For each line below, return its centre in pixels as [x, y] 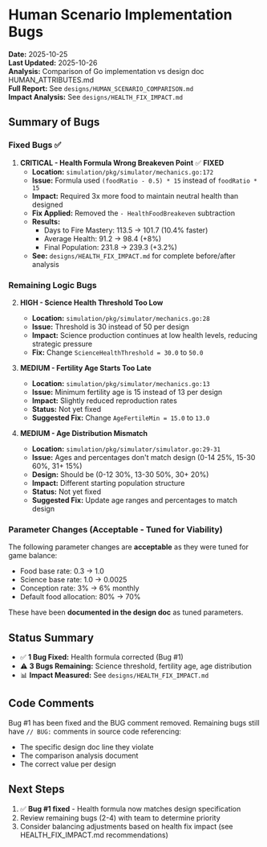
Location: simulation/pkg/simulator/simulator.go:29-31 [126, 449]
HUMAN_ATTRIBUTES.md [51, 80]
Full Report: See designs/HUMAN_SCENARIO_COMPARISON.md [101, 88]
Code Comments [51, 703]
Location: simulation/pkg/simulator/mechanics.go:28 [121, 318]
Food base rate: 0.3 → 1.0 [62, 571]
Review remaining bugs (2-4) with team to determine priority [120, 817]
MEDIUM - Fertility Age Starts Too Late [86, 368]
